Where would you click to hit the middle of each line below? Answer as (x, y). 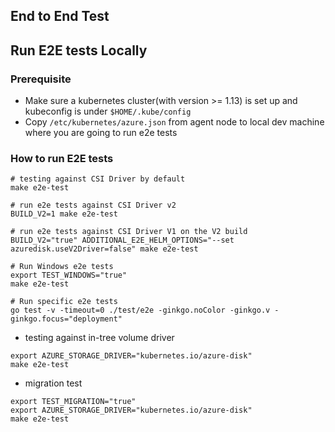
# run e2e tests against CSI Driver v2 (93, 205)
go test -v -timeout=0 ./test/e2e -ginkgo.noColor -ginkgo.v (140, 310)
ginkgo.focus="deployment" (66, 319)
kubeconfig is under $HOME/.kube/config (108, 111)
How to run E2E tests (62, 158)
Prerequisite (41, 79)
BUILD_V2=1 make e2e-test (64, 214)
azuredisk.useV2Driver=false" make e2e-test (104, 249)
